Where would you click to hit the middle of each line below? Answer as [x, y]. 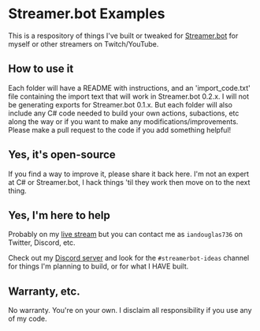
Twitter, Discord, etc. [42, 243]
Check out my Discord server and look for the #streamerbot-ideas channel [129, 258]
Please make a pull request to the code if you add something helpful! [120, 130]
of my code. [28, 319]
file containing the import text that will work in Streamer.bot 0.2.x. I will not [129, 96]
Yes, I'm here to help [59, 215]
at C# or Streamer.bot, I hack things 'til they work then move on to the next [129, 182]
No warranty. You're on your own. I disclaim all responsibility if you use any [130, 310]
